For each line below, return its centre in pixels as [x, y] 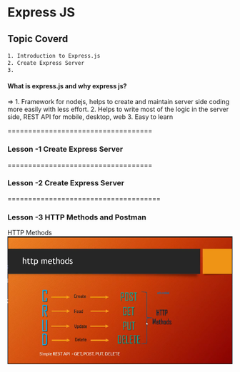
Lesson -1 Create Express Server [65, 149]
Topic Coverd [38, 39]
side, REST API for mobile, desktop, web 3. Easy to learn [90, 117]
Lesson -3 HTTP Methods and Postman [77, 217]
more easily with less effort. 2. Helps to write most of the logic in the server [118, 109]
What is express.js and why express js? [67, 86]
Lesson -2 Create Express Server [66, 183]
